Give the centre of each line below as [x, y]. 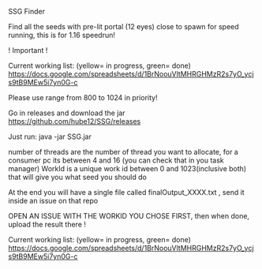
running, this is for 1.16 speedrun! [62, 35]
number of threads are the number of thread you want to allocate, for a [123, 152]
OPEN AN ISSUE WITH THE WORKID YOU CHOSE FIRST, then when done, [129, 216]
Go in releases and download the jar [67, 113]
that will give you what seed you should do [78, 177]
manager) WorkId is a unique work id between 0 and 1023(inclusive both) [127, 168]
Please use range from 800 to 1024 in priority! [83, 97]
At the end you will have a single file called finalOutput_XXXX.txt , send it [126, 192]
